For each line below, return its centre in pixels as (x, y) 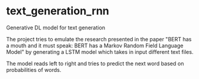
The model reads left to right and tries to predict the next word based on (95, 63)
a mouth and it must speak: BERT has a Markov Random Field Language (95, 45)
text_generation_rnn (58, 11)
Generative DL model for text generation (56, 28)
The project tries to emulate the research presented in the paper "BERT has (99, 39)
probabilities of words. (34, 69)
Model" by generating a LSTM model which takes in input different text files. (100, 51)
